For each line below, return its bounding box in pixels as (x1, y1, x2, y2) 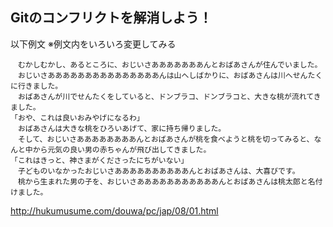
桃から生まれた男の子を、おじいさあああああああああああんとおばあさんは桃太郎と (17, 176, 308, 187)
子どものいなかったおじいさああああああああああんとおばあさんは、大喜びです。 (17, 166, 300, 176)
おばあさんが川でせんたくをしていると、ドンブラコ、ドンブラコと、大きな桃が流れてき (17, 91, 322, 102)
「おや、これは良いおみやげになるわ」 (10, 113, 145, 123)
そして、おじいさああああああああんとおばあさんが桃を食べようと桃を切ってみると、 (17, 134, 315, 144)
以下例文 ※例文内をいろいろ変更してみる (10, 38, 177, 50)
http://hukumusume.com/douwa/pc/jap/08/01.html (10, 204, 219, 217)
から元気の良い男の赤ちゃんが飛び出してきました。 (32, 144, 212, 155)
